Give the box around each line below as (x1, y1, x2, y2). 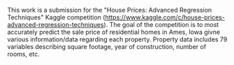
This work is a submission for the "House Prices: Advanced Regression (7, 6, 212, 14)
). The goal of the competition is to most (103, 21, 219, 28)
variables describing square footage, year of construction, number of (7, 43, 207, 50)
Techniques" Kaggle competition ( (7, 13, 105, 21)
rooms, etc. (7, 50, 41, 58)
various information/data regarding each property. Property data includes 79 (7, 35, 228, 44)
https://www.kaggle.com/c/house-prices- (104, 13, 226, 21)
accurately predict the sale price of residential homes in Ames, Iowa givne (7, 28, 221, 36)
